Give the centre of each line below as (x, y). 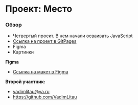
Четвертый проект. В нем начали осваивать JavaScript (73, 36)
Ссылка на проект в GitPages (44, 41)
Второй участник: (25, 82)
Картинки (23, 52)
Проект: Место (39, 9)
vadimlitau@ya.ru (31, 92)
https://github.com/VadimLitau (45, 97)
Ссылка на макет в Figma (40, 72)
